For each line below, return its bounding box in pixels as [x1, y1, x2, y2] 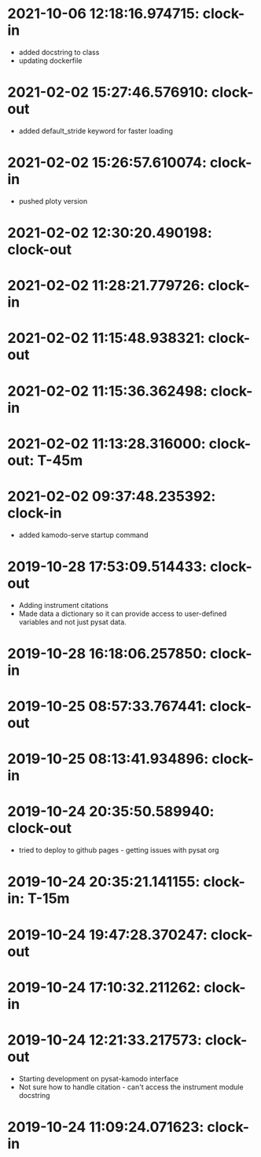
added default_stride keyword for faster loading [18, 126, 174, 135]
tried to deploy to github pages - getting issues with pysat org [18, 846, 219, 855]
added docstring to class [18, 47, 100, 57]
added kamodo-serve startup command [18, 530, 149, 540]
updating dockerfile [18, 56, 83, 65]
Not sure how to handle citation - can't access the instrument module [18, 1082, 244, 1092]
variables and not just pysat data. [18, 617, 127, 626]
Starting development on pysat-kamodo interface [18, 1074, 178, 1083]
